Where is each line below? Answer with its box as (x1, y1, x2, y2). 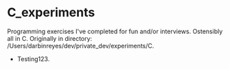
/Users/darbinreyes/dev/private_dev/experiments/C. (7, 41, 154, 50)
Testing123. (16, 54, 50, 63)
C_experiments (7, 5, 95, 20)
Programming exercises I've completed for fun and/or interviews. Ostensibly (7, 27, 223, 35)
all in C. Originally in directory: (7, 34, 93, 42)
